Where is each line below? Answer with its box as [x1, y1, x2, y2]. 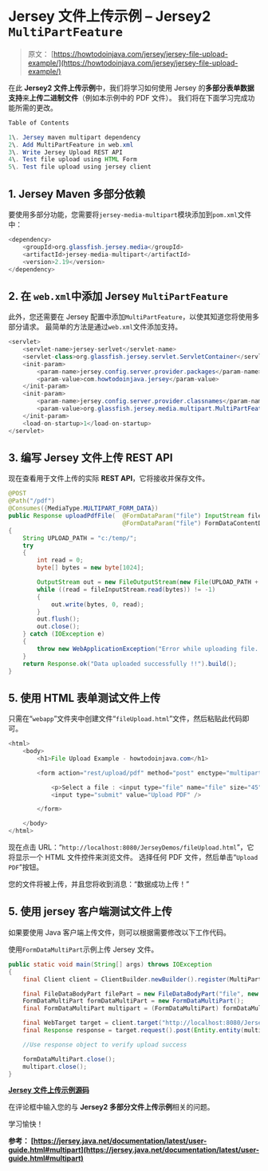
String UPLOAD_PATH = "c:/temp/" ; [22, 534, 137, 542]
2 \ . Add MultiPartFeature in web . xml [8, 140, 134, 148]
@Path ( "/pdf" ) [8, 497, 56, 505]
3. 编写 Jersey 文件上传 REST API [8, 451, 173, 464]
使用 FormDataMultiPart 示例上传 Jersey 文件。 [8, 944, 159, 954]
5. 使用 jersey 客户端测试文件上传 [8, 905, 173, 918]
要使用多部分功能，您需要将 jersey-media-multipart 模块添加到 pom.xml [8, 210, 238, 219]
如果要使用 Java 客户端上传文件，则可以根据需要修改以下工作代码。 [8, 927, 231, 937]
